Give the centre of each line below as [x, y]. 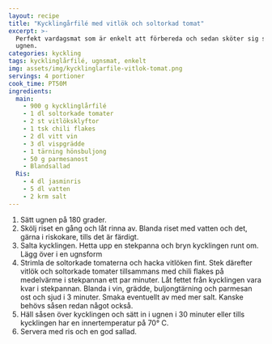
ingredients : [30, 91]
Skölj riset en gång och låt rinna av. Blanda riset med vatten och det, [134, 228]
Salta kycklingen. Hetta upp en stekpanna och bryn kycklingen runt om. [139, 245]
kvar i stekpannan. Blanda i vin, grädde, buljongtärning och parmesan [136, 288]
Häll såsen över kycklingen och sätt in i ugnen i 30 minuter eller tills [132, 314]
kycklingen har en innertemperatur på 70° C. [94, 323]
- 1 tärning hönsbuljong [65, 151]
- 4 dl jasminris [52, 182]
